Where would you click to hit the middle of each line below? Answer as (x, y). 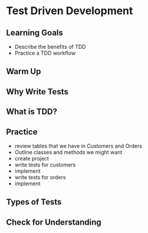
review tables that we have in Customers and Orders (78, 146)
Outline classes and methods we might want (68, 152)
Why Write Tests (37, 92)
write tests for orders (40, 177)
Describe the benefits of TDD (50, 47)
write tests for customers (45, 165)
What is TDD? (32, 112)
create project (32, 158)
